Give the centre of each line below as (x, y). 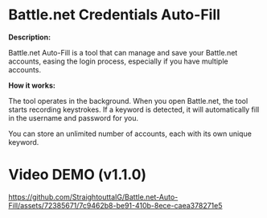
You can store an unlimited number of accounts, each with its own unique (130, 134)
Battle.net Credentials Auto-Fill (115, 15)
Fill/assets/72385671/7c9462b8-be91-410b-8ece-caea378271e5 (115, 205)
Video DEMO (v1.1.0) (78, 175)
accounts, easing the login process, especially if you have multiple (118, 61)
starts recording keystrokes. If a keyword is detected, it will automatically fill (134, 109)
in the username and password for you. (74, 117)
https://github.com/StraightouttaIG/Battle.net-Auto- (93, 197)
